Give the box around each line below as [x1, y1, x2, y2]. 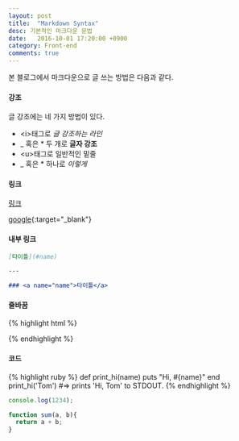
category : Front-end [8, 42, 78, 50]
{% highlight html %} [8, 318, 78, 328]
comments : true [8, 49, 60, 57]
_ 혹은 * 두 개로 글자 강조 [19, 139, 98, 149]
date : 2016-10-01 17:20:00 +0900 [8, 34, 128, 43]
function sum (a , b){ [8, 410, 78, 419]
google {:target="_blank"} [8, 214, 93, 224]
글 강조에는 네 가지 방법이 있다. [8, 112, 105, 122]
